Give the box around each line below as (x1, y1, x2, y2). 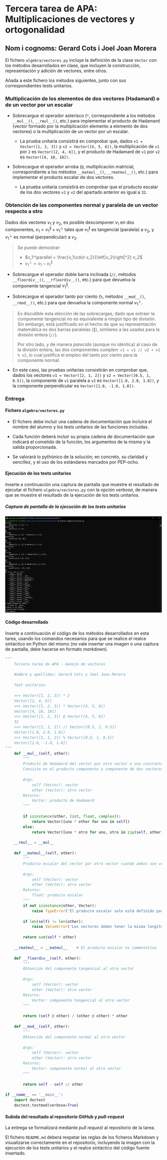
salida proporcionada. (12, 444, 57, 450)
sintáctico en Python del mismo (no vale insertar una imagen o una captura (5, 641, 159, 646)
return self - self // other (23, 1082, 83, 1087)
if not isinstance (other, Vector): (23, 903, 97, 908)
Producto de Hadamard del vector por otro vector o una (23, 762, 141, 767)
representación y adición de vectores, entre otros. (5, 68, 108, 74)
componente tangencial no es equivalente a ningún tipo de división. (17, 316, 156, 322)
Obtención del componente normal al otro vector (23, 1034, 126, 1039)
